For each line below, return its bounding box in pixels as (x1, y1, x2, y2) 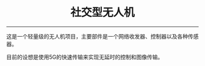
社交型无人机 (70, 5, 135, 20)
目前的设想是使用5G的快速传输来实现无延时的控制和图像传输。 (6, 53, 164, 61)
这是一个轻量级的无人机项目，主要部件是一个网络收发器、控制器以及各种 (6, 32, 188, 40)
